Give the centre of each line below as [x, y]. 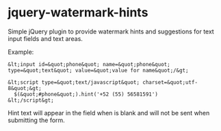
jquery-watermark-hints [78, 13]
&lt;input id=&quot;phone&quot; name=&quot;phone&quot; [89, 64]
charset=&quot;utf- [170, 82]
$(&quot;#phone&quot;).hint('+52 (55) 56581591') [86, 94]
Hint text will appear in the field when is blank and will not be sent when [109, 113]
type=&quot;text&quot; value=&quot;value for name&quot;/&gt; [98, 70]
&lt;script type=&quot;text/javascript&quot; [74, 82]
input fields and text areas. [45, 38]
